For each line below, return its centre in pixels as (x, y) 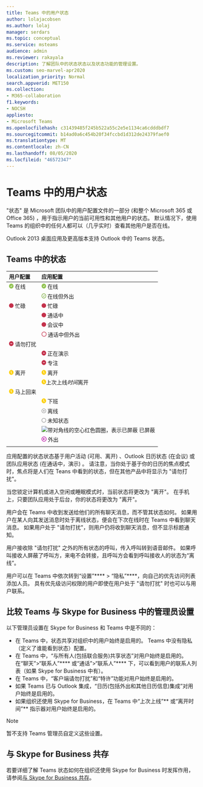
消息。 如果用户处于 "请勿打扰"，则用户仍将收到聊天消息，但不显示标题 (95, 527)
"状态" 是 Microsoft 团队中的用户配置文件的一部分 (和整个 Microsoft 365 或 (99, 210)
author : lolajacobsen (34, 19)
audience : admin (27, 51)
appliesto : (20, 115)
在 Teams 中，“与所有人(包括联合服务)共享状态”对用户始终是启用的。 (101, 656)
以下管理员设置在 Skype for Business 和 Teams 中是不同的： (82, 628)
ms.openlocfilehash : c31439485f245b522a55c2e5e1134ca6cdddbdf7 (88, 128)
